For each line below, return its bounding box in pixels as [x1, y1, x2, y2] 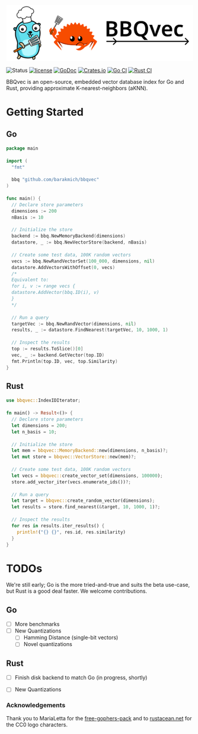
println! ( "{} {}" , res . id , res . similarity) [17, 529, 126, 535]
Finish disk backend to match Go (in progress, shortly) [14, 674, 148, 681]
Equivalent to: [11, 277, 49, 283]
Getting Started [6, 106, 84, 119]
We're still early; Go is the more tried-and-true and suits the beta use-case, [6, 581, 190, 589]
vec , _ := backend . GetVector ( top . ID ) [11, 352, 105, 358]
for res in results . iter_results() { [11, 523, 105, 529]
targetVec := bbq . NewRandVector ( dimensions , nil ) [11, 321, 136, 327]
